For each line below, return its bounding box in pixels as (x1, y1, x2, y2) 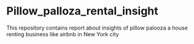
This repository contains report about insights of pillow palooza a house (6, 24, 188, 31)
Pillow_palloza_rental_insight (6, 4, 158, 18)
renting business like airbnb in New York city (6, 30, 119, 37)
